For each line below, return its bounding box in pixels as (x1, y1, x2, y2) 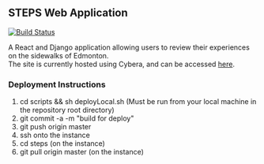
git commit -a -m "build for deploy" (19, 114, 134, 123)
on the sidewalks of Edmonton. (8, 50, 109, 60)
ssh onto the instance (19, 130, 91, 140)
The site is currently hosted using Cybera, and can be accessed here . (8, 59, 236, 69)
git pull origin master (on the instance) (19, 147, 145, 157)
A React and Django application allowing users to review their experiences (8, 43, 251, 52)
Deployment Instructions (8, 79, 106, 90)
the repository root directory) (19, 106, 115, 115)
